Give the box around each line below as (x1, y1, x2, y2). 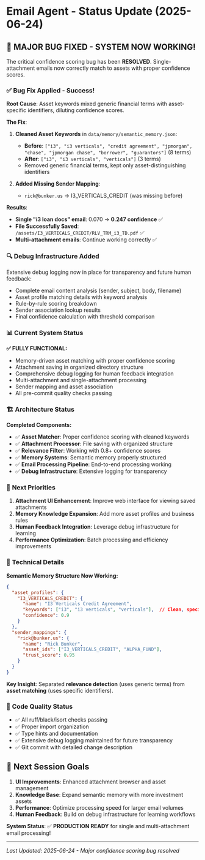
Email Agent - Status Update (6, 4, 153, 18)
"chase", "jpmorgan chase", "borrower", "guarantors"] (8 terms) (24, 149, 192, 156)
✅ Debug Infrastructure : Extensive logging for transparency (15, 467, 167, 475)
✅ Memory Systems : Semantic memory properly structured (15, 454, 167, 461)
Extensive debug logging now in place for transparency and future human (6, 268, 192, 276)
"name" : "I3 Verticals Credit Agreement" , (22, 601, 132, 607)
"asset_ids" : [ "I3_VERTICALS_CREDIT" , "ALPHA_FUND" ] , (22, 646, 163, 653)
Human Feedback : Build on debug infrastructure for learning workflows (15, 810, 196, 818)
